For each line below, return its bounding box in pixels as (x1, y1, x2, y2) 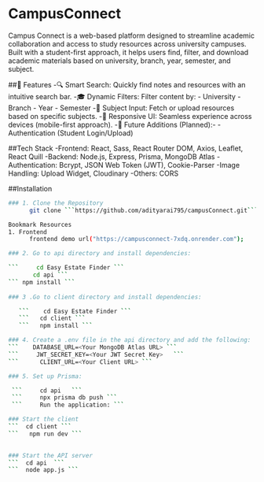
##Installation (8, 184, 53, 193)
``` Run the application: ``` (11, 401, 125, 410)
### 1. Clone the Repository (8, 198, 104, 207)
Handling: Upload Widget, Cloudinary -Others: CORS (8, 169, 179, 178)
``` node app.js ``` (8, 466, 79, 474)
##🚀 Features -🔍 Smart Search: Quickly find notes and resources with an (8, 80, 246, 89)
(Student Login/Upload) (57, 128, 134, 138)
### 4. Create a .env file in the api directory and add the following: (8, 336, 251, 344)
